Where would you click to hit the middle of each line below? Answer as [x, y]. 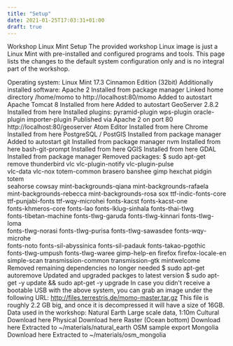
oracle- [204, 112]
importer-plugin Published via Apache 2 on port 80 [100, 120]
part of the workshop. [38, 69]
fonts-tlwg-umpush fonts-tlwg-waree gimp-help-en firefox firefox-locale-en [117, 253]
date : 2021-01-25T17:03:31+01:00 [56, 20]
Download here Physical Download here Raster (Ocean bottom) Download [114, 320]
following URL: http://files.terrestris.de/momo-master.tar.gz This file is [108, 298]
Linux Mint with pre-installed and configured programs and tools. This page [116, 54]
